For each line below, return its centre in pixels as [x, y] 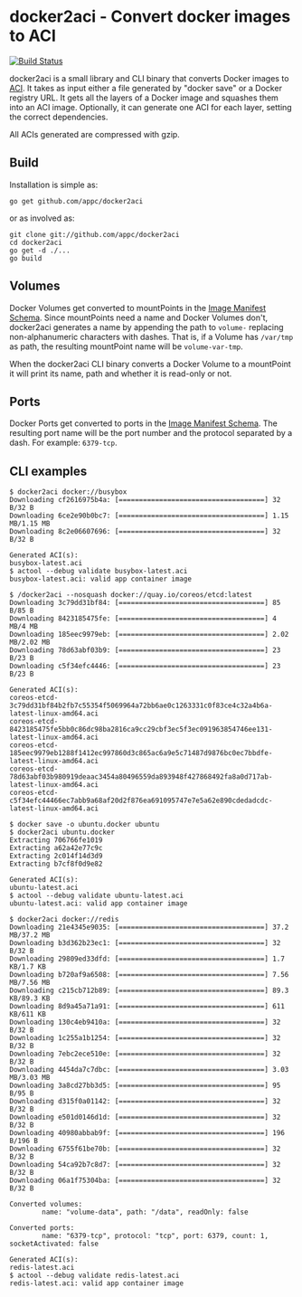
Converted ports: [42, 1228]
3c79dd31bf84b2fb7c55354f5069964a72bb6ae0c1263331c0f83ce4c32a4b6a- [141, 706]
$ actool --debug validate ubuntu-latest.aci [96, 896]
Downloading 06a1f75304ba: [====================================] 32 [145, 1181]
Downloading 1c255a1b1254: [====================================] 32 [145, 1038]
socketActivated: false [54, 1244]
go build [26, 258]
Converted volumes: [46, 1205]
